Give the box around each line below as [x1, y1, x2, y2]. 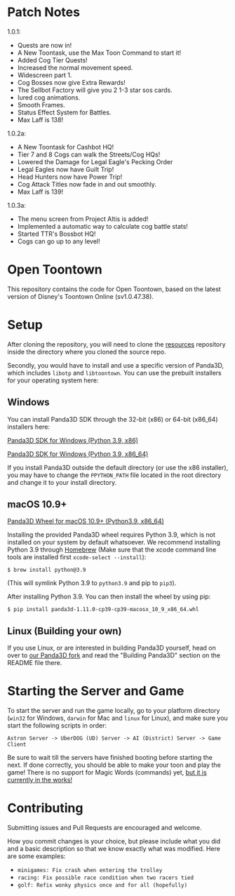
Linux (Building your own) [7, 625, 122, 637]
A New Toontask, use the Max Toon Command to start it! [17, 48, 182, 57]
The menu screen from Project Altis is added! [17, 215, 149, 223]
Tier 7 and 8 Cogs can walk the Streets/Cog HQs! [17, 150, 161, 159]
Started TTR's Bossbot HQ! [17, 229, 96, 238]
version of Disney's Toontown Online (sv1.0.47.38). [7, 292, 154, 300]
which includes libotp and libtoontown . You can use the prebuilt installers [7, 368, 222, 377]
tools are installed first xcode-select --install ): [7, 553, 147, 561]
